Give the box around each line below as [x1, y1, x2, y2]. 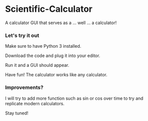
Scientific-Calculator [5, 3, 92, 15]
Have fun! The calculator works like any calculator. [5, 72, 108, 78]
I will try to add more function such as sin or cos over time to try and [5, 95, 144, 101]
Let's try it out [5, 32, 39, 39]
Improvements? [5, 84, 44, 91]
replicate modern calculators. [5, 100, 65, 106]
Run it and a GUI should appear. [5, 62, 70, 68]
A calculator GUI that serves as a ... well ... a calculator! [5, 20, 117, 26]
